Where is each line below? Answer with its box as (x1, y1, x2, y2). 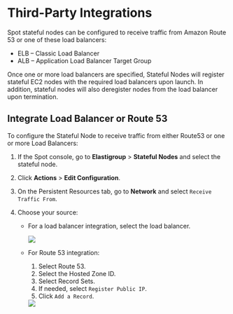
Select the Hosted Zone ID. (38, 269, 116, 278)
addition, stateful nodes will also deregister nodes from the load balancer (7, 85, 218, 93)
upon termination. (7, 93, 59, 101)
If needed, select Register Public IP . (38, 284, 147, 292)
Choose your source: (17, 208, 78, 217)
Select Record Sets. (38, 277, 96, 285)
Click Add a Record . (38, 292, 94, 300)
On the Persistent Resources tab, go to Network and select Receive (17, 187, 212, 196)
